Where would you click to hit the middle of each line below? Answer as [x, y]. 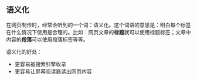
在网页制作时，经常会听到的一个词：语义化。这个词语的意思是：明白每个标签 [98, 25]
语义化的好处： [24, 52]
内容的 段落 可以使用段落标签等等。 [47, 39]
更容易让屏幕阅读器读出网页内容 [53, 71]
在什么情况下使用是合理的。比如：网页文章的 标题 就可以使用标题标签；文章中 [98, 32]
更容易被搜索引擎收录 [40, 64]
